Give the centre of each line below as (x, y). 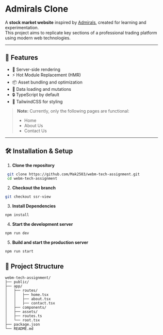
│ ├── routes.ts (24, 316)
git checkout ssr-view (28, 197)
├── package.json (23, 324)
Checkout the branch (34, 188)
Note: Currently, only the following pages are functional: (73, 111)
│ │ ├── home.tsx (27, 295)
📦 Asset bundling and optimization (47, 82)
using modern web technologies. (38, 38)
